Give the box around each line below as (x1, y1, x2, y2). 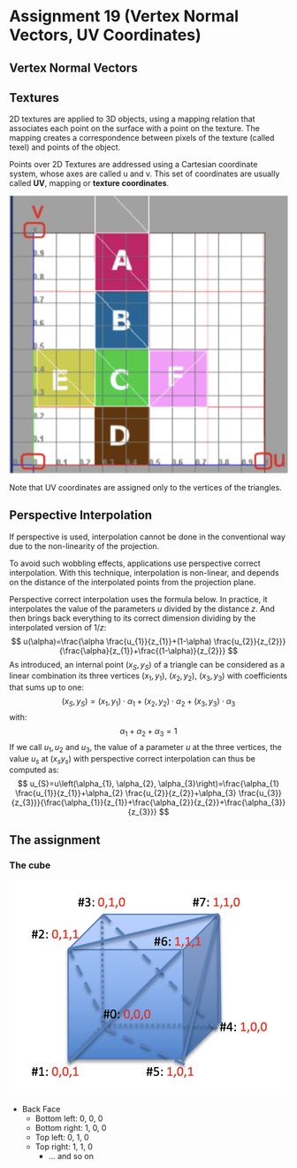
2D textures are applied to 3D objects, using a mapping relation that (9, 113, 255, 125)
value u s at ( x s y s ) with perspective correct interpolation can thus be (9, 753, 256, 766)
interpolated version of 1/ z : (9, 622, 107, 632)
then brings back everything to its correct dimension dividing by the (9, 613, 256, 623)
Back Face (21, 1104, 61, 1115)
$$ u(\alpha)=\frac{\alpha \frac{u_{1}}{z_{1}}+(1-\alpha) (11, 636, 212, 646)
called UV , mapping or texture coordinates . (9, 178, 170, 189)
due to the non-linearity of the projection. (9, 540, 160, 551)
